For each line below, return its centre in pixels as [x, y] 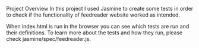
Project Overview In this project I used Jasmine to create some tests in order [100, 9]
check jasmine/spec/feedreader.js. [48, 39]
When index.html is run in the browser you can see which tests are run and [98, 26]
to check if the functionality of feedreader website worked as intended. [93, 15]
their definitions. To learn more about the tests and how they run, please [94, 33]
